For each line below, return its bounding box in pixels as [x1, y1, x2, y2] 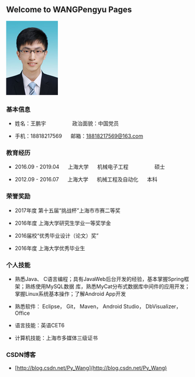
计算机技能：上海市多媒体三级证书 [14, 334, 98, 341]
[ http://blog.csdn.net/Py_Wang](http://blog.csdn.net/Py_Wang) [14, 365, 167, 372]
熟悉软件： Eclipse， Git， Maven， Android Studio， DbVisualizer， [14, 303, 181, 310]
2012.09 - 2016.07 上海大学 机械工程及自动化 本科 [14, 176, 158, 183]
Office [14, 309, 30, 317]
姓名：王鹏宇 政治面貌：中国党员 [14, 120, 119, 127]
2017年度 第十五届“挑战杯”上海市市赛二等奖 [14, 207, 121, 214]
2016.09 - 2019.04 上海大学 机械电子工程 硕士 [14, 163, 165, 171]
